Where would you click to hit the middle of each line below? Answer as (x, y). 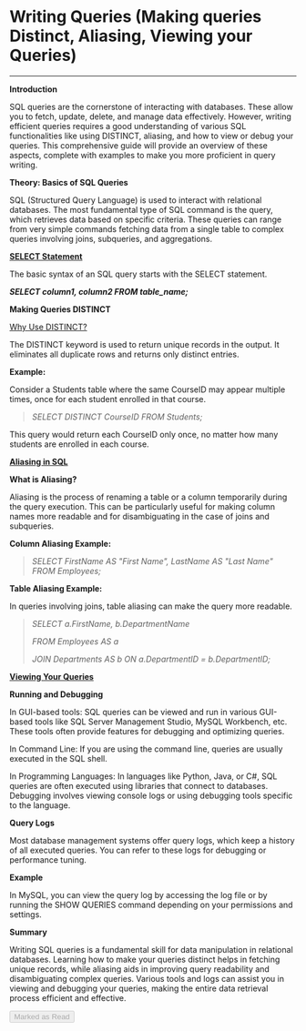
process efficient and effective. (68, 997)
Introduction (33, 89)
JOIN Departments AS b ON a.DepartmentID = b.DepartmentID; (151, 659)
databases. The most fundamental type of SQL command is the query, (141, 209)
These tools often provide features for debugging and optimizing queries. (147, 731)
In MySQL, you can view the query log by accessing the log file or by (138, 895)
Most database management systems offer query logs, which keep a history (152, 840)
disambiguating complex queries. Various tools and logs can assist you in (147, 978)
